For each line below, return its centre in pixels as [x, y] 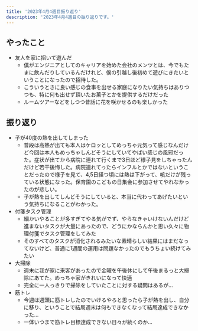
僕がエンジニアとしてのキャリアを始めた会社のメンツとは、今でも [104, 65]
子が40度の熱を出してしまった [51, 138]
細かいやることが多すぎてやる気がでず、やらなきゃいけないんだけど [106, 219]
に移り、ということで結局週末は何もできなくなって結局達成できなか [106, 307]
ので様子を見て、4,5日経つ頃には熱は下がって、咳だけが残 [115, 175]
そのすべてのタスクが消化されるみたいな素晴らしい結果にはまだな [104, 241]
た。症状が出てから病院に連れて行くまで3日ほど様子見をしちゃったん [108, 160]
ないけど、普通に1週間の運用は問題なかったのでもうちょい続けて [107, 248]
